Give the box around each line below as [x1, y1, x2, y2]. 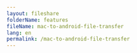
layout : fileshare [6, 10, 59, 17]
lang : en [6, 29, 32, 36]
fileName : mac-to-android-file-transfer [6, 23, 125, 30]
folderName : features [6, 17, 69, 23]
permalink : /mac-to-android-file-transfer [6, 36, 130, 43]
